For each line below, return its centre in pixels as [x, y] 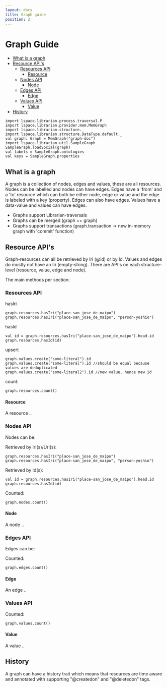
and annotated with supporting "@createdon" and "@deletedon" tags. [78, 679]
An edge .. [16, 590]
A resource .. [19, 413]
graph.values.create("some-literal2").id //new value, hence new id [78, 372]
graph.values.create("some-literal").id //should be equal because [77, 364]
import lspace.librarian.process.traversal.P [54, 121]
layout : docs [19, 10]
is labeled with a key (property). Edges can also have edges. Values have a [83, 200]
